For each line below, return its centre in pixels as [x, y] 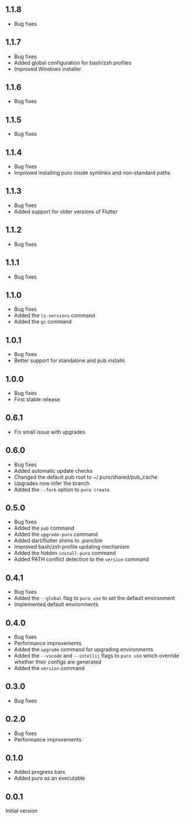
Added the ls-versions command [54, 316]
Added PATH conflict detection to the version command [81, 559]
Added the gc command [43, 321]
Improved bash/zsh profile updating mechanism [72, 547]
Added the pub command [44, 528]
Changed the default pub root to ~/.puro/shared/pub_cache [85, 477]
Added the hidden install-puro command [65, 553]
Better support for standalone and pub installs [69, 361]
